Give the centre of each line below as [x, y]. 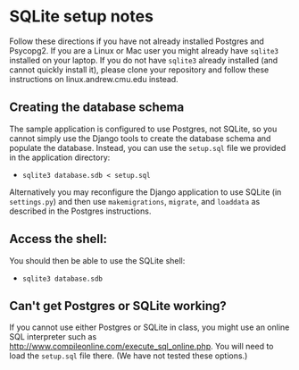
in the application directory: [60, 157]
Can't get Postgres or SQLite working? [118, 306]
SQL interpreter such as [53, 337]
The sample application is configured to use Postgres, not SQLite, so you [143, 129]
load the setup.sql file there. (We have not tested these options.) [129, 356]
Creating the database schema [97, 108]
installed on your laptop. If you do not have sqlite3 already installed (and [144, 60]
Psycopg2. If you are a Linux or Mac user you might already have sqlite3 [144, 50]
